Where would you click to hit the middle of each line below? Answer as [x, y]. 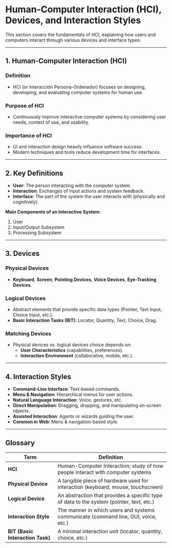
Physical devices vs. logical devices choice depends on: [72, 345]
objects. [21, 411]
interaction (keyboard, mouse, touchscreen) [110, 487]
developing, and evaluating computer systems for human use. [78, 92]
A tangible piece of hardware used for [103, 480]
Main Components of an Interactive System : [53, 212]
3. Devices [23, 253]
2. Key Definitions [34, 173]
